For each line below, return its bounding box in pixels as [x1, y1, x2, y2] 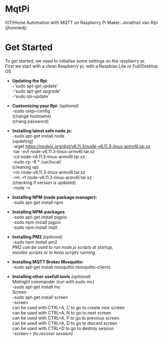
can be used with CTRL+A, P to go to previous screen [12, 315, 120, 321]
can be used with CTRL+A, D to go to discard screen [12, 320, 118, 326]
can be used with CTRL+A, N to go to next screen [12, 310, 111, 316]
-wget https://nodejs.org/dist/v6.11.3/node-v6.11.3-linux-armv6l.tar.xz [12, 143, 151, 149]
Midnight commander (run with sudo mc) [12, 279, 94, 284]
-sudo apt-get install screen [12, 294, 68, 300]
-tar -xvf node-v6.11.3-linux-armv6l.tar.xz [12, 148, 95, 154]
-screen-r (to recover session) [12, 330, 73, 336]
